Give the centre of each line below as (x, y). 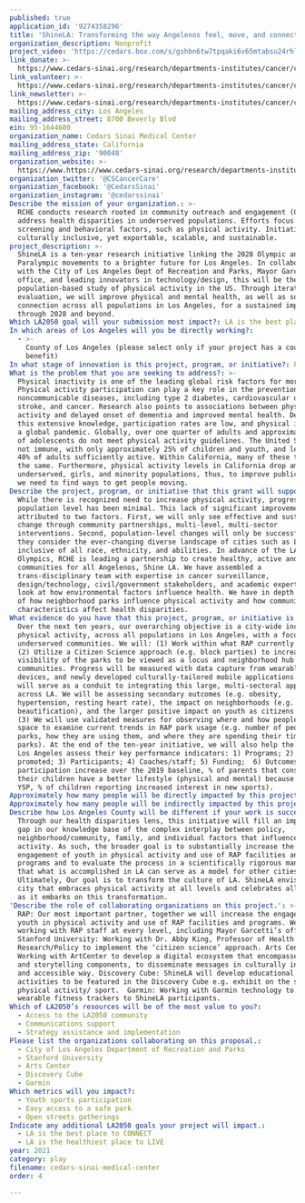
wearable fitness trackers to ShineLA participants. (119, 998)
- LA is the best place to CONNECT (85, 1134)
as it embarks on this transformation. (93, 897)
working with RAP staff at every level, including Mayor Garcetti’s (150, 931)
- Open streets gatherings (69, 1117)
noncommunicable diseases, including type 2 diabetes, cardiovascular (154, 398)
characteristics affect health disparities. (103, 610)
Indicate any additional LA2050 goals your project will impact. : (138, 1125)
